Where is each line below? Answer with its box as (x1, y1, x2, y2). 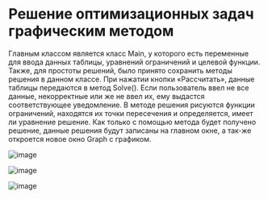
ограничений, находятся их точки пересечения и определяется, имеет (8, 108, 253, 118)
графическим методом (8, 22, 174, 40)
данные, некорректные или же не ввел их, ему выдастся (8, 91, 205, 101)
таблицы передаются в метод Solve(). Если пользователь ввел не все (8, 82, 249, 93)
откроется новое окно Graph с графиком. (8, 134, 152, 143)
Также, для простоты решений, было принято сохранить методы (8, 65, 232, 75)
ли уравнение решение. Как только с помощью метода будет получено (8, 117, 257, 126)
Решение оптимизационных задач (8, 5, 254, 23)
